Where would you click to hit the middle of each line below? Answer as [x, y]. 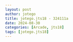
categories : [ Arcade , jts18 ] [35, 28]
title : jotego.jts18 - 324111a [37, 18]
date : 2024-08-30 [23, 23]
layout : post [18, 9]
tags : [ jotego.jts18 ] [27, 32]
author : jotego [20, 14]
